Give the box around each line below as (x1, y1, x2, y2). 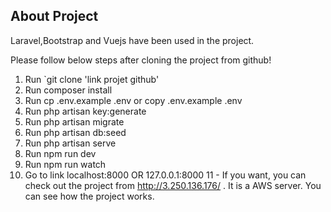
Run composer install (24, 84, 113, 96)
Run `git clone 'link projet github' (24, 73, 160, 85)
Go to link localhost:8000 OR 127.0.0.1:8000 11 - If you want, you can (24, 169, 307, 181)
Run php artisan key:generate (24, 105, 147, 117)
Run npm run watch (24, 158, 107, 170)
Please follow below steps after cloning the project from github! (10, 54, 272, 66)
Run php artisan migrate (24, 115, 125, 128)
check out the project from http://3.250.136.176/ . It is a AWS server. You (24, 179, 322, 191)
